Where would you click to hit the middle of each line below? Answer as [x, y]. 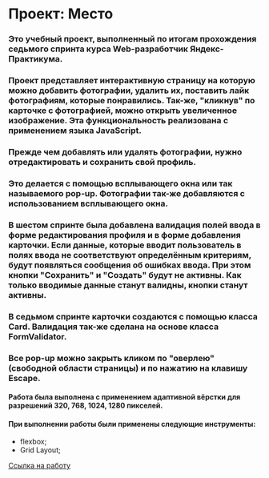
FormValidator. [38, 336]
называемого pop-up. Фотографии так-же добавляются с [127, 193]
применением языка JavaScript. [75, 131]
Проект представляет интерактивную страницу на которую [132, 81]
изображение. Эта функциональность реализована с [118, 121]
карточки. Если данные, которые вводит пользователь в [125, 245]
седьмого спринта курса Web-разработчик [98, 49]
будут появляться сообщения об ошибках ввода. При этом [130, 265]
